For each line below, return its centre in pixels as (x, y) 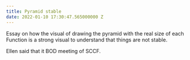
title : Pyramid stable (34, 11)
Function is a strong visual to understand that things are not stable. (87, 40)
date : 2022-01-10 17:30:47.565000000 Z (55, 17)
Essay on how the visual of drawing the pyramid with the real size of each (95, 33)
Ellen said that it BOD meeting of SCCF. (53, 51)
